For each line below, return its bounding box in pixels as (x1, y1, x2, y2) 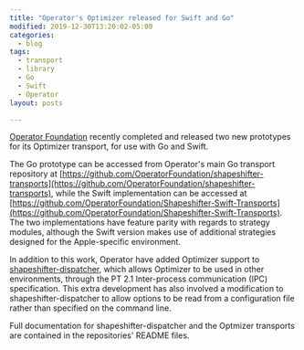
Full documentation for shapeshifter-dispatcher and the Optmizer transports (9, 321, 295, 332)
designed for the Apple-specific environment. (9, 237, 181, 248)
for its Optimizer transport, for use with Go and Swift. (9, 141, 209, 152)
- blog (17, 38, 43, 48)
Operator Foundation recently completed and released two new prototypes (9, 132, 291, 143)
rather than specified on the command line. (9, 302, 172, 313)
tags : (9, 48, 30, 57)
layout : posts (9, 98, 64, 108)
